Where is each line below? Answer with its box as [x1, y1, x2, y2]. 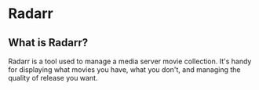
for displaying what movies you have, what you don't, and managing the [8, 65, 241, 74]
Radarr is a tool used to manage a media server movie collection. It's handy [8, 56, 252, 66]
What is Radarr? [8, 36, 89, 49]
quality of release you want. [8, 74, 98, 82]
